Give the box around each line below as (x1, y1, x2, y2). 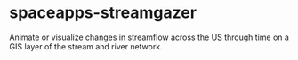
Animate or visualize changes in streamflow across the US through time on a (9, 32, 289, 42)
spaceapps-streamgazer (9, 3, 197, 23)
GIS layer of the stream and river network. (9, 41, 163, 51)
